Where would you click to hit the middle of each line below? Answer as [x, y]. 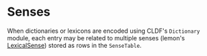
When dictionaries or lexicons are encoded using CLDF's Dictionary [103, 31]
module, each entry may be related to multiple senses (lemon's [96, 38]
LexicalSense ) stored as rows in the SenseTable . [74, 45]
